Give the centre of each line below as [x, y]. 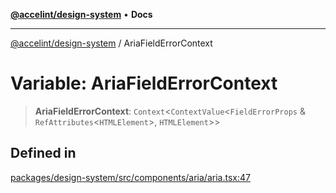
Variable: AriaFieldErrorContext [144, 83]
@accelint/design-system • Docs [81, 14]
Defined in [43, 153]
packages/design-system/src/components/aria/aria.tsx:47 [130, 177]
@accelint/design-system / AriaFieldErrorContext [111, 43]
